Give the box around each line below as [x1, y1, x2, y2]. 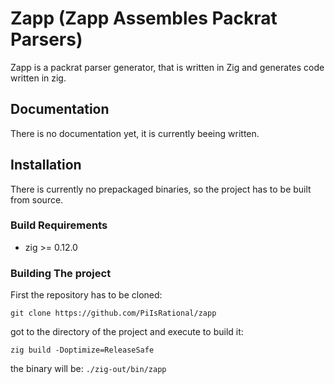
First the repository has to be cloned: [10, 289, 163, 301]
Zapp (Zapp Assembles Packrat [10, 7, 278, 30]
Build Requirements [10, 218, 108, 232]
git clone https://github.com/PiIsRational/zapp [10, 308, 217, 319]
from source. [10, 193, 64, 206]
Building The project [10, 266, 112, 280]
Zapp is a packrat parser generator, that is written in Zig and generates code [10, 61, 325, 73]
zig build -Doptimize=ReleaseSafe [10, 345, 155, 356]
